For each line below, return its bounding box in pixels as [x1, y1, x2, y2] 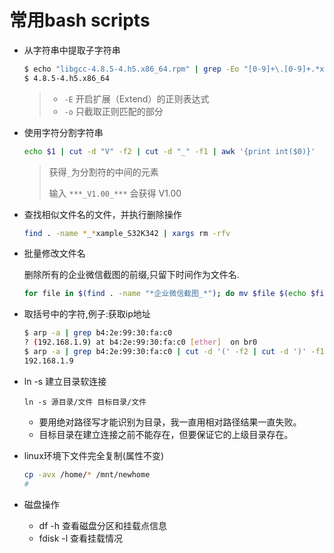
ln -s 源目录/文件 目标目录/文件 [23, 397, 147, 407]
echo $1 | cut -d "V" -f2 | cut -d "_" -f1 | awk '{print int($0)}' [23, 146, 316, 156]
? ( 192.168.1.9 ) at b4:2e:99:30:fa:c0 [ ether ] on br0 [23, 337, 258, 348]
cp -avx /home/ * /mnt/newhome [23, 469, 151, 480]
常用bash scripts [9, 9, 151, 32]
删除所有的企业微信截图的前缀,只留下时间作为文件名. [23, 269, 240, 281]
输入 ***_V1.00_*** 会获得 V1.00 [48, 187, 182, 199]
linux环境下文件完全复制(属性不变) [23, 449, 164, 461]
